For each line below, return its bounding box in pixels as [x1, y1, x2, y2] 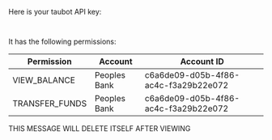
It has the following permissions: [8, 36, 117, 46]
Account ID [180, 56, 224, 67]
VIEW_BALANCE [12, 74, 75, 86]
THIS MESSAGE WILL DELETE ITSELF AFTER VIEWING [8, 124, 191, 133]
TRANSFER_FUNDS [12, 98, 87, 108]
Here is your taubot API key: [8, 7, 102, 16]
